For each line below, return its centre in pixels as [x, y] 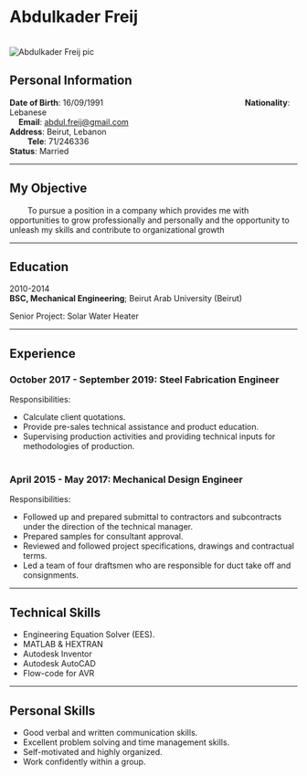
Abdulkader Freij [74, 17]
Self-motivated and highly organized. [92, 751]
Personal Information [71, 81]
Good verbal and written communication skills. [110, 732]
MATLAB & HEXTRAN [63, 645]
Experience [42, 353]
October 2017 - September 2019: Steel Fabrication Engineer [144, 379]
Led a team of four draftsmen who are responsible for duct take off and [157, 566]
